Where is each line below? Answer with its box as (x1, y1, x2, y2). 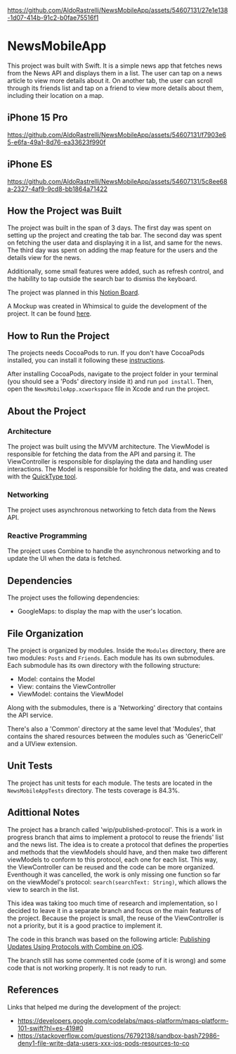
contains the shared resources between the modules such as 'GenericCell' (7, 732, 223, 740)
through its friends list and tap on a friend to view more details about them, (7, 84, 223, 92)
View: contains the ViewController (17, 683, 116, 691)
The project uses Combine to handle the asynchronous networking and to (7, 547, 221, 555)
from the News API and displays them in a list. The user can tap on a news (7, 68, 223, 77)
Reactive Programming (7, 531, 88, 541)
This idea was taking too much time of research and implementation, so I (7, 898, 218, 907)
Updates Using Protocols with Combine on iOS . (7, 942, 144, 950)
